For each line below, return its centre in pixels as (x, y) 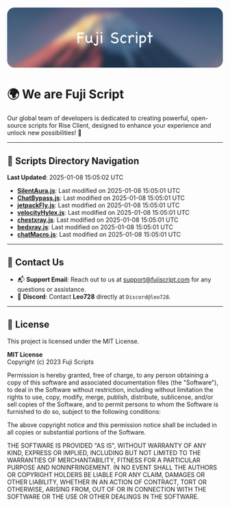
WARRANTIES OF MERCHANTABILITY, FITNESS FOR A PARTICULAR (104, 460)
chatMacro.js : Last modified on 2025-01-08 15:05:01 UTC (99, 235)
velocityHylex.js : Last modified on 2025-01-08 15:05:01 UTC (103, 213)
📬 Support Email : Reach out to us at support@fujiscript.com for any (114, 279)
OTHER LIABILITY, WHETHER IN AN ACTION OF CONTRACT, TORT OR (107, 482)
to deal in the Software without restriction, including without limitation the (110, 389)
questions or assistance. (52, 289)
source (17, 126)
